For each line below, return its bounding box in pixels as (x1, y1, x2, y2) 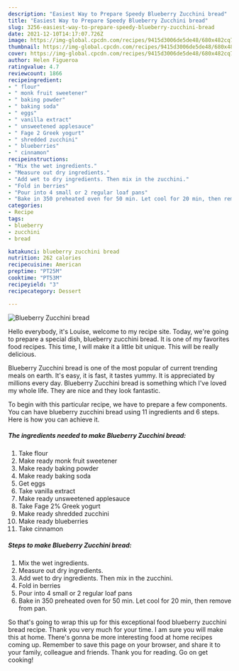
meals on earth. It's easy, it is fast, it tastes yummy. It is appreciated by (8, 371, 215, 380)
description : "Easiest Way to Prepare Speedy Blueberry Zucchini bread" (8, 10, 228, 18)
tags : (8, 215, 24, 222)
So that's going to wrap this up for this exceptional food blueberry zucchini (8, 618, 227, 626)
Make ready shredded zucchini (18, 510, 109, 518)
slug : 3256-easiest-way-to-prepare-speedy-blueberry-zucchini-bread (8, 23, 215, 31)
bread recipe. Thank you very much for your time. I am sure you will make (8, 626, 223, 634)
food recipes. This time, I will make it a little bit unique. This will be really (8, 342, 219, 350)
